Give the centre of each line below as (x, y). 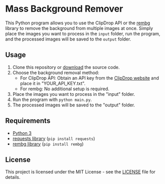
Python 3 (22, 133)
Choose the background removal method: (56, 72)
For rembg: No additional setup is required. (65, 89)
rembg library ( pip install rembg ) (48, 144)
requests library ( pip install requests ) (54, 138)
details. (13, 177)
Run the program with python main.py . (52, 99)
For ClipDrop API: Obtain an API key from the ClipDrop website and (90, 78)
